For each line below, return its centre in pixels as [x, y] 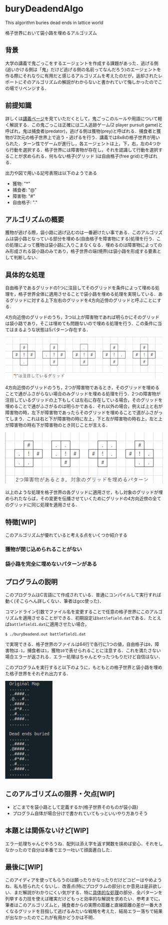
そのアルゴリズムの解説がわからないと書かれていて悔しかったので [90, 82]
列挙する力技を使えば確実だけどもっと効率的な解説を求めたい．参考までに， [84, 899]
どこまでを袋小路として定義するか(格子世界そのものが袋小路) [75, 807]
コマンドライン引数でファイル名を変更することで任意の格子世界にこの [77, 611]
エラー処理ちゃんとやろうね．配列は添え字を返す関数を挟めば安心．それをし [84, 843]
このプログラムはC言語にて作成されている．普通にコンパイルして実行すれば [83, 595]
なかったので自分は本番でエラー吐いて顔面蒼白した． [60, 850]
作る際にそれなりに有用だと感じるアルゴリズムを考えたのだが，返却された [82, 76]
